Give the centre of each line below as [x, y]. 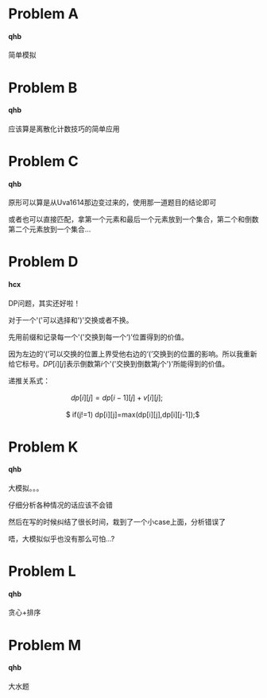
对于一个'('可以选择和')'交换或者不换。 [71, 320]
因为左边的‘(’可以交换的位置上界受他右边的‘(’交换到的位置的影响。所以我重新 [133, 354]
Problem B [43, 87]
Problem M [45, 645]
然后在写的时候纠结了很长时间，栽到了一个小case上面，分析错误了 [117, 522]
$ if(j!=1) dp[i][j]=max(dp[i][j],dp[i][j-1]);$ [133, 414]
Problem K [43, 447]
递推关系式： [29, 380]
